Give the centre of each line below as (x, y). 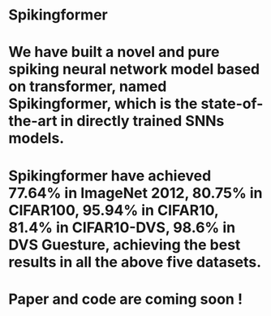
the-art (33, 121)
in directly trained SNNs (142, 121)
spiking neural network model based (134, 69)
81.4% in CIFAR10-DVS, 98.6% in (122, 227)
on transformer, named (88, 87)
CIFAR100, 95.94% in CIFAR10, (114, 210)
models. (37, 139)
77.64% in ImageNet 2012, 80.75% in (135, 193)
